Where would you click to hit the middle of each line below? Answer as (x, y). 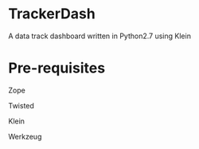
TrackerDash (52, 14)
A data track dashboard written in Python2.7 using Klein (99, 36)
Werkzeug (25, 136)
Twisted (21, 105)
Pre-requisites (57, 68)
